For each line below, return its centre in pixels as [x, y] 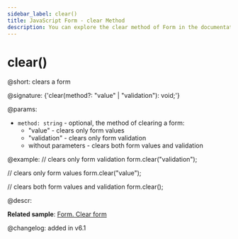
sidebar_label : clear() [42, 14]
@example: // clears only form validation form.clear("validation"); [102, 160]
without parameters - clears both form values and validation [115, 145]
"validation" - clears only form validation [87, 138]
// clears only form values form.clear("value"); [74, 173]
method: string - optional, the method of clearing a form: [101, 123]
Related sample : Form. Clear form [57, 214]
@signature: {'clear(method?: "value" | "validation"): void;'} [94, 96]
